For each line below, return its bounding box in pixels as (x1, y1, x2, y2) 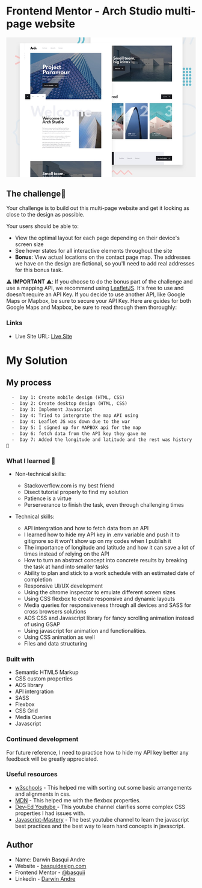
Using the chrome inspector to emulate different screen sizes (23, 588, 176, 595)
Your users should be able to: (6, 223, 79, 230)
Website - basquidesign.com (14, 862, 87, 869)
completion (23, 576, 52, 583)
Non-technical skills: (14, 470, 66, 477)
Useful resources (6, 770, 58, 779)
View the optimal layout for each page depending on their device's (14, 234, 180, 242)
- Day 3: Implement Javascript (11, 406, 93, 413)
